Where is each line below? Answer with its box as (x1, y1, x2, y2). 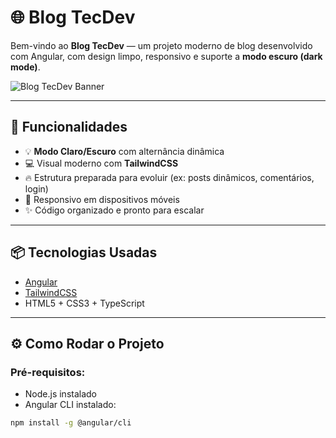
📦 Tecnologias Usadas (10, 244, 158, 261)
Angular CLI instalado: (24, 399, 117, 411)
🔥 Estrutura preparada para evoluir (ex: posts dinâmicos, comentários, (24, 171, 315, 183)
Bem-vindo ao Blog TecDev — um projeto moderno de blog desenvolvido (10, 39, 313, 51)
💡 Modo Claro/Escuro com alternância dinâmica (24, 145, 225, 157)
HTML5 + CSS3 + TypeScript (24, 297, 145, 309)
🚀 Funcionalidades (10, 119, 128, 136)
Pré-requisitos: (10, 365, 86, 379)
